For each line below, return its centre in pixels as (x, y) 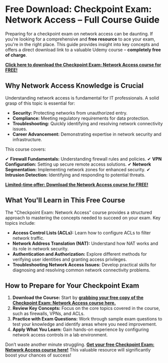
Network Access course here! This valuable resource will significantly (78, 350)
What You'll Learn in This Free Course (65, 201)
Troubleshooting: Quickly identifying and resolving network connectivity (87, 123)
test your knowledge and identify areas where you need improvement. (85, 324)
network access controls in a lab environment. (60, 335)
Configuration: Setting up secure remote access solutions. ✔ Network (78, 164)
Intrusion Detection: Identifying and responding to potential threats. (75, 175)
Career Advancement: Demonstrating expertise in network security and (87, 134)
